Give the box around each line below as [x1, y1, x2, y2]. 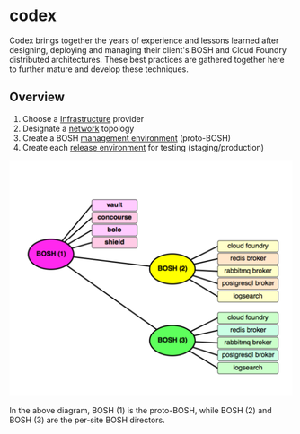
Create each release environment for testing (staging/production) [22, 142, 265, 152]
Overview [9, 90, 66, 105]
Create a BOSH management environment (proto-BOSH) [22, 132, 232, 143]
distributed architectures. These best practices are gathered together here [9, 54, 285, 65]
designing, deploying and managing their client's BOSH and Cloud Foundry [9, 44, 287, 55]
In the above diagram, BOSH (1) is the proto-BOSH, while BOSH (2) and [9, 405, 272, 416]
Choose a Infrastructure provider [22, 113, 145, 124]
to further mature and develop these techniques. [9, 64, 189, 74]
